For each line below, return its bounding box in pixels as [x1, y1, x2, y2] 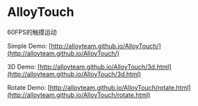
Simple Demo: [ [7, 42, 51, 50]
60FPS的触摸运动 [7, 28, 57, 36]
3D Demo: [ [7, 62, 40, 71]
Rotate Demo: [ [7, 83, 51, 91]
